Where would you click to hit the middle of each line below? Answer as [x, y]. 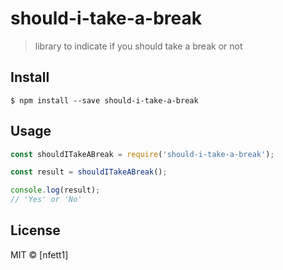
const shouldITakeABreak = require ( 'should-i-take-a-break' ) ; [142, 154]
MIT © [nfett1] [39, 254]
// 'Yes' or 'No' [46, 200]
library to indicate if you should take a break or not [138, 46]
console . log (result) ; [55, 190]
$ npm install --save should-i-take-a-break [104, 100]
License [35, 230]
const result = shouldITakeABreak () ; [89, 172]
